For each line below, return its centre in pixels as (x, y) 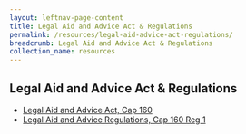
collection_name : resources (63, 52)
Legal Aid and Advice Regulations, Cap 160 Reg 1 (114, 120)
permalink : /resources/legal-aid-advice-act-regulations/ (121, 34)
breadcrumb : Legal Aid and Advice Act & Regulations (111, 43)
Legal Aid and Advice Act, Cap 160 (87, 110)
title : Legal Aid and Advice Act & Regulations (101, 26)
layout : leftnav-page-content (67, 18)
